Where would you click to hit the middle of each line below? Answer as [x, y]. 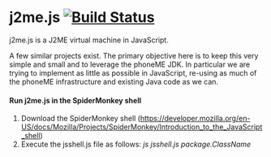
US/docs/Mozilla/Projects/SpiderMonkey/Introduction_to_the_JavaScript [142, 127]
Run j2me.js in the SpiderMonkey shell [75, 100]
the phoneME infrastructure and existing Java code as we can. [114, 81]
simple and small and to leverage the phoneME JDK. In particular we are [130, 64]
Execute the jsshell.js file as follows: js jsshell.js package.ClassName [136, 144]
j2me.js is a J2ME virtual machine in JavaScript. [89, 40]
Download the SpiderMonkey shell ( [81, 119]
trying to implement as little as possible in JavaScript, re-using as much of [133, 72]
